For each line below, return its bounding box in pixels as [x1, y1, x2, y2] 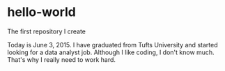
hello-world [7, 4, 77, 20]
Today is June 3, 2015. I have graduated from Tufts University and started [7, 40, 218, 49]
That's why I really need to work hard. [7, 55, 116, 63]
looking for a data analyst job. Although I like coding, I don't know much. [7, 48, 215, 56]
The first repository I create [7, 27, 86, 35]
